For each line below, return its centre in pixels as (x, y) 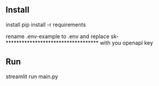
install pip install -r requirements (46, 24)
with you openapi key (127, 42)
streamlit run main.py (32, 76)
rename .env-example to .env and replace (58, 36)
